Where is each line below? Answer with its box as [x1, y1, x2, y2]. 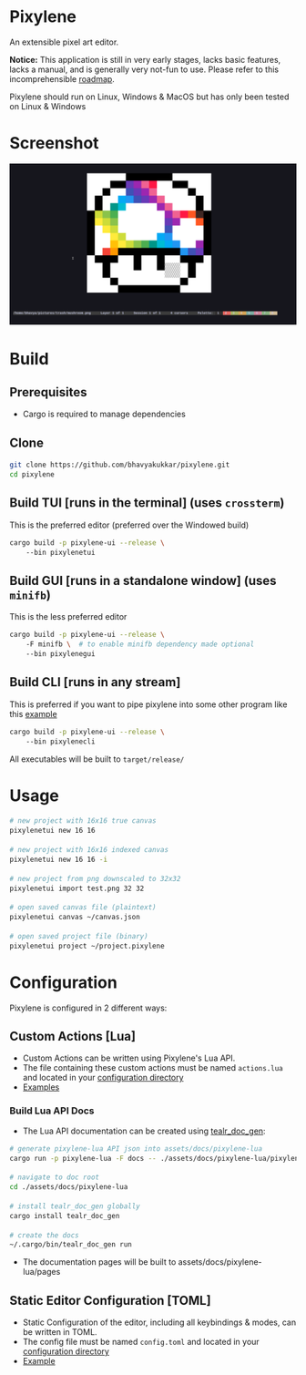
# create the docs [9, 1230, 79, 1240]
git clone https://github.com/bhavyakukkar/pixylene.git [9, 460, 230, 470]
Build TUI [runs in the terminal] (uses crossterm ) [9, 495, 285, 511]
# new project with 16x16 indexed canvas [9, 846, 169, 855]
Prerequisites [9, 385, 87, 400]
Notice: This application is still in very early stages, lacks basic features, [9, 54, 281, 65]
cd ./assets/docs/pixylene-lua [9, 1183, 128, 1192]
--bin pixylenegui [25, 650, 96, 659]
